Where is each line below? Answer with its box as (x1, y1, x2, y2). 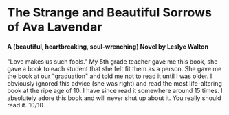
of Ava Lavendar (7, 19, 102, 35)
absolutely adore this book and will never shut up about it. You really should (7, 94, 221, 102)
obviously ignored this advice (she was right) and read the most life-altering (7, 79, 222, 88)
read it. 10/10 (7, 101, 43, 110)
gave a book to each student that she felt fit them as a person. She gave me (7, 65, 222, 73)
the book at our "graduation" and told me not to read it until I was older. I (7, 72, 212, 80)
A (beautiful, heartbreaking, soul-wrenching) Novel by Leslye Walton (7, 42, 208, 51)
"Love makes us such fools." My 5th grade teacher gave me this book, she (7, 57, 218, 66)
